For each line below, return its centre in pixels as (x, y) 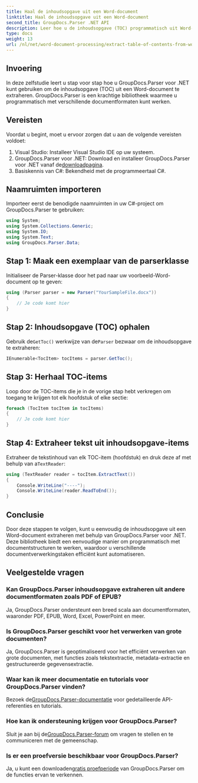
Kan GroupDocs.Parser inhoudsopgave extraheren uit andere (96, 589)
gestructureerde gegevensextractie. (50, 664)
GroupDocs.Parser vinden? (46, 687)
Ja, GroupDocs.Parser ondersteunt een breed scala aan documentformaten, (98, 609)
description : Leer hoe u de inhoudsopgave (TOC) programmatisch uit (92, 28)
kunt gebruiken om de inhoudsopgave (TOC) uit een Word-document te (93, 89)
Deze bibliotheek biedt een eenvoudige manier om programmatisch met (93, 541)
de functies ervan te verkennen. (45, 775)
